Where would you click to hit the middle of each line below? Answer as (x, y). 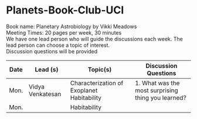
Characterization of (97, 83)
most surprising (156, 90)
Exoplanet (84, 90)
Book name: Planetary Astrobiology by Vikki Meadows (72, 26)
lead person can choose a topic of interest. (58, 45)
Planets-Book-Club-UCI (65, 10)
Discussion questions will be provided (52, 51)
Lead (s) (47, 69)
